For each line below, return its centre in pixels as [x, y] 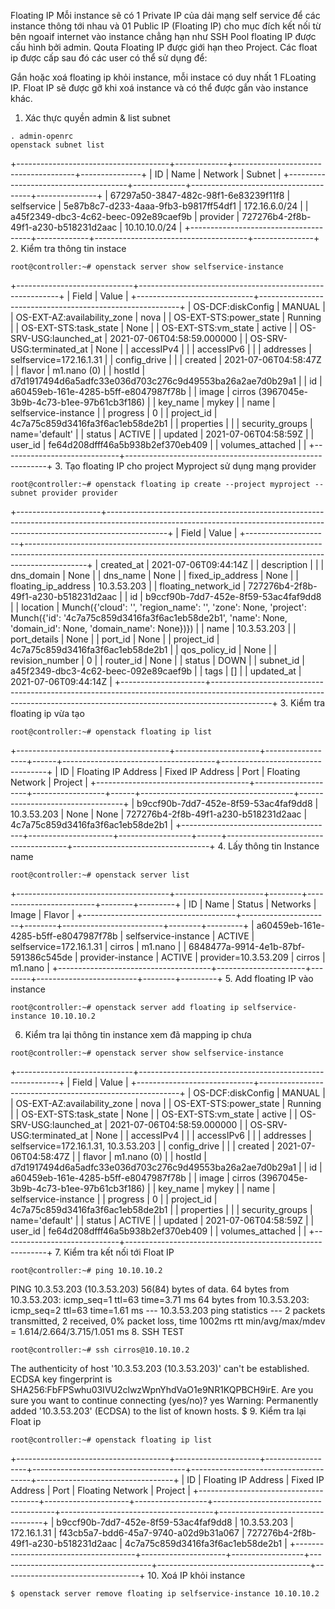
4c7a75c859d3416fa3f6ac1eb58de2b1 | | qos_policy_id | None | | [143, 649]
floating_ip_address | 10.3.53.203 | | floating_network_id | [128, 586]
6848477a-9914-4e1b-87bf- [247, 946]
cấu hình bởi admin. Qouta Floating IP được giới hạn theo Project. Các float [164, 47]
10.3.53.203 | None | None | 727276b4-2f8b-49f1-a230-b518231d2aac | [159, 814]
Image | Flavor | [42, 914]
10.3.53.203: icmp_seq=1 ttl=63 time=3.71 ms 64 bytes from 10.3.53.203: [160, 1299]
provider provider [79, 493]
